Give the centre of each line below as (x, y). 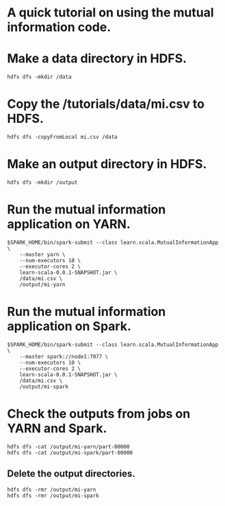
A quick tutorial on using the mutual (110, 13)
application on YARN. (69, 224)
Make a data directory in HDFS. (97, 59)
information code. (59, 27)
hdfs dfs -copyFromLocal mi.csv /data (62, 137)
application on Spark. (69, 326)
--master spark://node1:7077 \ (64, 356)
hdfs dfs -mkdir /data (39, 77)
